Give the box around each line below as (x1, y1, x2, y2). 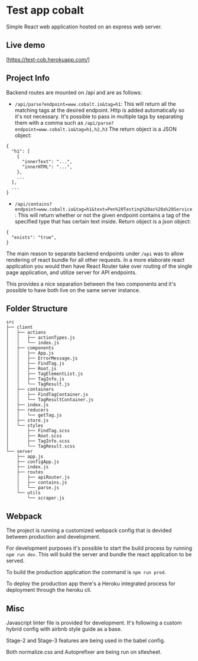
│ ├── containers (6, 387, 54, 393)
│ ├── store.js (6, 417, 49, 423)
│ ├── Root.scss (6, 433, 62, 439)
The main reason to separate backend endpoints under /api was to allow (6, 250, 184, 257)
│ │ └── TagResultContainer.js (6, 397, 94, 403)
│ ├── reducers (6, 407, 49, 413)
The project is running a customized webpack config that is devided (6, 527, 172, 534)
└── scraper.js (27, 495, 65, 501)
